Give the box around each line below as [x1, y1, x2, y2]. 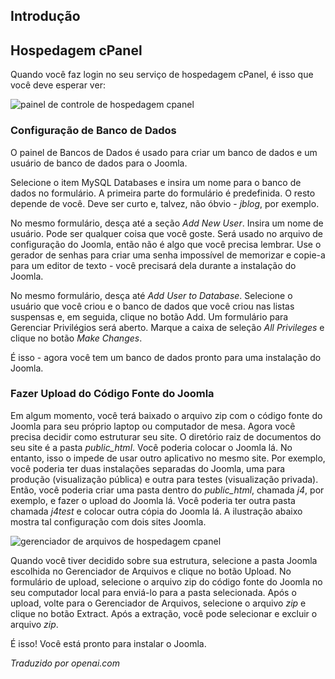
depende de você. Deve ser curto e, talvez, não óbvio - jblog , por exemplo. [10, 197, 320, 209]
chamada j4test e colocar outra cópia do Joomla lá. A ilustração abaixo [10, 505, 303, 517]
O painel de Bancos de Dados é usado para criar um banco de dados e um [10, 146, 318, 158]
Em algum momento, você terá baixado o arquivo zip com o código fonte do [10, 409, 323, 421]
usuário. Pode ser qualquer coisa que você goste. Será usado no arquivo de [10, 227, 323, 239]
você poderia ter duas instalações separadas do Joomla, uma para [10, 462, 286, 474]
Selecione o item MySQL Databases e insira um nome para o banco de [10, 176, 302, 188]
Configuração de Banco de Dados [10, 124, 177, 138]
